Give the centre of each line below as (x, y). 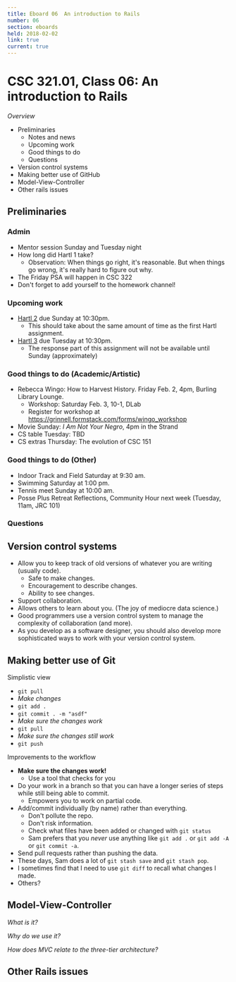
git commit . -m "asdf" (52, 714)
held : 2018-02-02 (33, 33)
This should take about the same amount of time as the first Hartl (122, 326)
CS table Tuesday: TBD (51, 434)
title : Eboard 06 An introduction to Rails (74, 14)
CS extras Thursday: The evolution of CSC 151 (84, 442)
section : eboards (33, 27)
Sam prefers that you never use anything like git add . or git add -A (128, 838)
